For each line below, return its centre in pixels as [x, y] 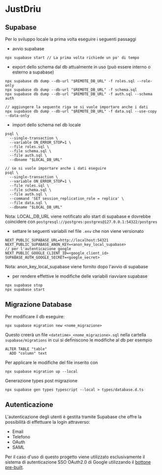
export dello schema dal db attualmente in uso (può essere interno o [81, 67]
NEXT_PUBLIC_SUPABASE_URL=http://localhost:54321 [57, 240]
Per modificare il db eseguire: [35, 316]
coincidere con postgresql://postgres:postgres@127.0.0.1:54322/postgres [81, 221]
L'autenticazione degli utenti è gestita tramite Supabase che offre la [73, 417]
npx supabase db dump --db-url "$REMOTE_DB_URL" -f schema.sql [71, 90]
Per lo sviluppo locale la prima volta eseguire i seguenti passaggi [71, 39]
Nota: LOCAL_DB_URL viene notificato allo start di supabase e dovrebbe [78, 216]
